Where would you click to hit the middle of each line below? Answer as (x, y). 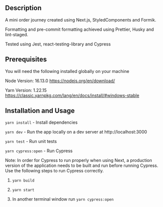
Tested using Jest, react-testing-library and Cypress (58, 44)
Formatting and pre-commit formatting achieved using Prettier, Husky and (80, 29)
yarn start (23, 190)
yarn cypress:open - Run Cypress (39, 151)
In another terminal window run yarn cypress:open (63, 199)
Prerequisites (26, 59)
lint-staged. (17, 34)
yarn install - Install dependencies (41, 122)
